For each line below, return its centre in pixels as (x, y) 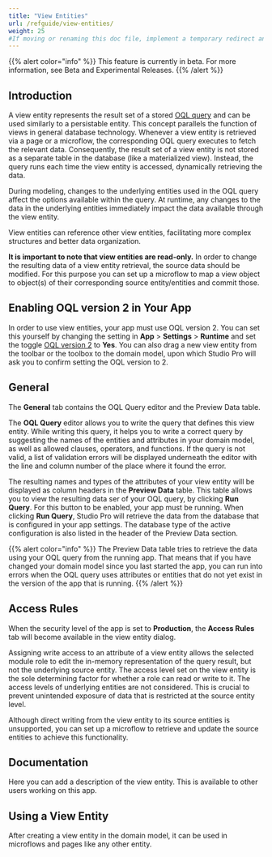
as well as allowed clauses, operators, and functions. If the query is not (127, 448)
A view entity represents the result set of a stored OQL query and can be (130, 115)
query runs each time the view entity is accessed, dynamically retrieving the (136, 167)
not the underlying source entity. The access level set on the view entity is (132, 670)
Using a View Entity (59, 816)
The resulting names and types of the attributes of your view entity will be (132, 481)
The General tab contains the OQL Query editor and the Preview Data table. (134, 407)
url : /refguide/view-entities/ (61, 23)
